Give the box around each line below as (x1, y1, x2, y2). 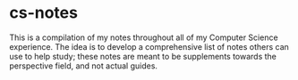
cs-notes (9, 3, 79, 23)
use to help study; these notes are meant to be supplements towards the (9, 51, 277, 61)
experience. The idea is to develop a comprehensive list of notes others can (9, 41, 289, 52)
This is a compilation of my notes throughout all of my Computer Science (9, 32, 279, 43)
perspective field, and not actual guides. (9, 60, 158, 71)
